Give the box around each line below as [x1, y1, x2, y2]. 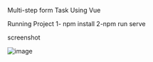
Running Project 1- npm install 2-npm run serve [7, 20, 146, 27]
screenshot [7, 33, 41, 42]
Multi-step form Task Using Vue [7, 6, 101, 14]
